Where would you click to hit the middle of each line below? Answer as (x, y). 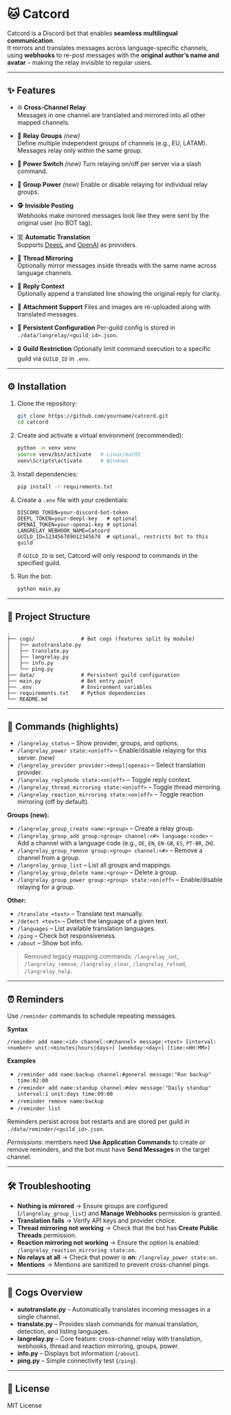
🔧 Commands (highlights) (63, 726)
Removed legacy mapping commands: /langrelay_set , (101, 956)
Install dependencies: (47, 474)
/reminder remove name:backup (60, 1102)
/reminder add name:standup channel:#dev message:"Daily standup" (114, 1088)
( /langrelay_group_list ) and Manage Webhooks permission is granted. (119, 1213)
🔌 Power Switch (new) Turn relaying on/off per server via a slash (109, 163)
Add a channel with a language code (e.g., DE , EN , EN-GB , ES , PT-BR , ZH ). (116, 843)
